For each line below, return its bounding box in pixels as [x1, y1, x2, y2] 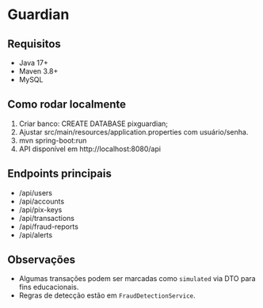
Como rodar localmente [7, 97, 127, 112]
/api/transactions [18, 213, 74, 222]
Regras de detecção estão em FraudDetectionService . [18, 291, 196, 300]
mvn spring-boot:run [18, 135, 87, 145]
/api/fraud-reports [18, 222, 78, 231]
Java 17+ [18, 58, 48, 67]
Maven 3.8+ [18, 67, 59, 76]
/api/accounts [18, 196, 65, 206]
